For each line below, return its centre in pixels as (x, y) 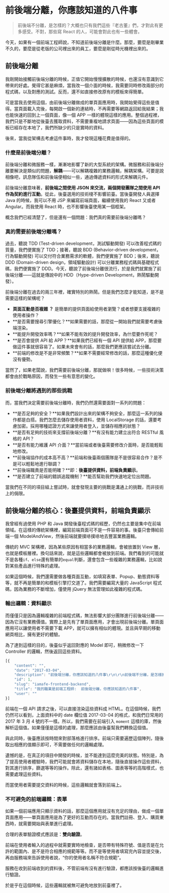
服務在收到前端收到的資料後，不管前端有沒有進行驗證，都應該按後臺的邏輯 (82, 868)
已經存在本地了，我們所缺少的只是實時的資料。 (58, 127)
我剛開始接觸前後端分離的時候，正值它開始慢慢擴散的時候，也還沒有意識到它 (84, 79)
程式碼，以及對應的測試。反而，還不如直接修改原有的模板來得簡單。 (76, 92)
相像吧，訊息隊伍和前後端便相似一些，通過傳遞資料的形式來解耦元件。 (78, 177)
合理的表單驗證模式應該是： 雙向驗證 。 (45, 834)
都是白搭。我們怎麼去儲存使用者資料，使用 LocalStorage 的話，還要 (87, 420)
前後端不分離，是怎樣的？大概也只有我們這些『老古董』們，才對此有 (88, 25)
